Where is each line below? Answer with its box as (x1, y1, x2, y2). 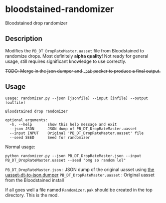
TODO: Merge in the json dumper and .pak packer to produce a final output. (5, 68, 161, 74)
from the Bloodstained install (5, 177, 64, 183)
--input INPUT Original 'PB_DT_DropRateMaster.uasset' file (9, 131, 144, 136)
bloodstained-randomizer (5, 3, 114, 15)
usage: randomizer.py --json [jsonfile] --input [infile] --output (5, 96, 149, 101)
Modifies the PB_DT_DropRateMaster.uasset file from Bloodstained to (5, 47, 145, 53)
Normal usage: (5, 144, 36, 150)
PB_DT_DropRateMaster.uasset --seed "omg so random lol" (5, 158, 126, 163)
